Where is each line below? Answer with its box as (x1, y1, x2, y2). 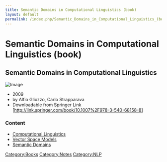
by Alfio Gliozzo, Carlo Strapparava (12, 97, 84, 103)
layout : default (5, 12, 39, 17)
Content (5, 120, 26, 127)
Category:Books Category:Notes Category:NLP (5, 151, 102, 157)
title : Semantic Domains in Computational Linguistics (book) (5, 7, 137, 12)
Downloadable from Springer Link (12, 102, 82, 108)
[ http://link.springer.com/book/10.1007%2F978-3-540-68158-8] (12, 107, 143, 113)
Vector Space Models (12, 136, 57, 142)
